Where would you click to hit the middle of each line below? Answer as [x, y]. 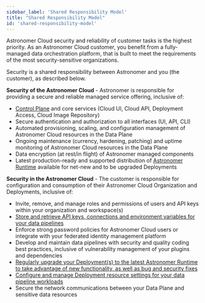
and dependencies [39, 256]
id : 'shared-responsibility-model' [52, 23]
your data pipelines [39, 223]
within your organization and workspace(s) [69, 210]
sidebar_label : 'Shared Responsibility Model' [67, 12]
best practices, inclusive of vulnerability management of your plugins [102, 249]
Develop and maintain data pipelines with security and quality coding [102, 243]
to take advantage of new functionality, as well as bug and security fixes [106, 269]
